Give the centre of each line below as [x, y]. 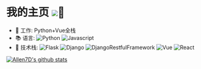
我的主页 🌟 [36, 12]
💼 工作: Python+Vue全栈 [45, 30]
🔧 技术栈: [26, 47]
